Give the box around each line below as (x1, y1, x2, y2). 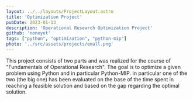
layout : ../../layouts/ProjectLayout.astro (6, 8, 114, 15)
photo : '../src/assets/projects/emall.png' (6, 42, 114, 47)
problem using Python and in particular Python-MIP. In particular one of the (6, 70, 188, 77)
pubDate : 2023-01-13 (6, 19, 57, 25)
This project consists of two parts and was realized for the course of (6, 57, 171, 64)
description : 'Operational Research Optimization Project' (6, 25, 153, 31)
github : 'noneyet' (6, 30, 51, 36)
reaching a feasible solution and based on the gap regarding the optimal (6, 82, 180, 89)
